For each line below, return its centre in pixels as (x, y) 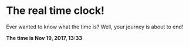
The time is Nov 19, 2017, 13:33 (44, 38)
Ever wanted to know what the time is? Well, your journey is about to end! (95, 27)
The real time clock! (55, 11)
